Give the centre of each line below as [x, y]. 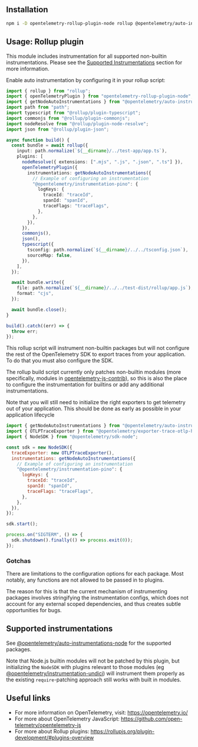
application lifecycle [30, 415]
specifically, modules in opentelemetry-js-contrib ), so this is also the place [97, 378]
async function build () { [38, 140]
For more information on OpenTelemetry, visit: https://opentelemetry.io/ [101, 712]
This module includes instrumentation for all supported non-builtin [86, 56]
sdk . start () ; [22, 524]
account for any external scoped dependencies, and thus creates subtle [94, 604]
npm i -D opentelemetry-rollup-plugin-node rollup [70, 23]
